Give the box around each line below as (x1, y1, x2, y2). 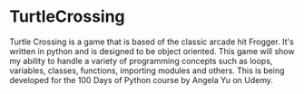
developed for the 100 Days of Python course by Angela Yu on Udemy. (9, 74, 274, 85)
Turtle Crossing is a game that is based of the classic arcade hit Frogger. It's (9, 36, 295, 47)
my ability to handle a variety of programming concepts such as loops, (9, 55, 273, 66)
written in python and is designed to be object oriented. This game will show (9, 45, 295, 56)
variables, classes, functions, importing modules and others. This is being (9, 65, 285, 76)
